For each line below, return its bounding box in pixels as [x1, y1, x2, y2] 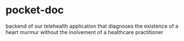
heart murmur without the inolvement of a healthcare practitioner [5, 28, 163, 35]
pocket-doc [5, 3, 64, 17]
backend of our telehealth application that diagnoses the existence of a [5, 23, 179, 29]
